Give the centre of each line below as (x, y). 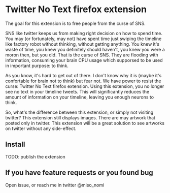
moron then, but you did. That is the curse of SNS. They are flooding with (82, 55)
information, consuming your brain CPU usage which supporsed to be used (84, 60)
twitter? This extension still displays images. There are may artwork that (80, 117)
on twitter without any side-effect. (41, 128)
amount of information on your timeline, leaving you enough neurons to (79, 97)
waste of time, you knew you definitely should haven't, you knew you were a (85, 49)
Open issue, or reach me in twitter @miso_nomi (55, 185)
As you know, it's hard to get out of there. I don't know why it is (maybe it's (83, 75)
